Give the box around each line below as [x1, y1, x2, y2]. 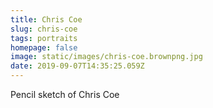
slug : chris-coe [10, 24, 78, 34]
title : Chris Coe [10, 14, 83, 25]
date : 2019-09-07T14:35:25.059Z [10, 61, 145, 71]
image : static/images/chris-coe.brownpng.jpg [10, 52, 203, 62]
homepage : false [10, 42, 78, 53]
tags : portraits [10, 33, 78, 43]
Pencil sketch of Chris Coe [10, 89, 120, 100]
